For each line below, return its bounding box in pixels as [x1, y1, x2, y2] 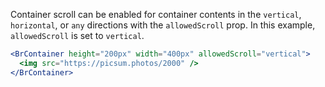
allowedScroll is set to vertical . [10, 30, 145, 41]
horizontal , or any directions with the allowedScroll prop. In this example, [10, 19, 316, 31]
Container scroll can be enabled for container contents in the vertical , [10, 9, 302, 20]
